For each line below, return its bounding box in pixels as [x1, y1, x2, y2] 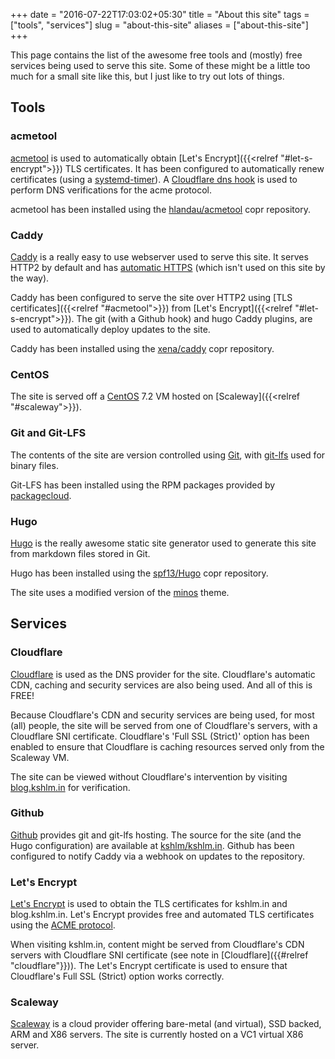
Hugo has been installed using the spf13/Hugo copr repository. [10, 567, 269, 579]
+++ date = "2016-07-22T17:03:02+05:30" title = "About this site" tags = [10, 9, 310, 20]
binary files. [10, 459, 59, 471]
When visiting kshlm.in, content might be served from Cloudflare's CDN [10, 939, 305, 951]
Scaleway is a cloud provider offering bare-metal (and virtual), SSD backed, [10, 1018, 322, 1030]
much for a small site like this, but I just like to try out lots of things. [10, 70, 285, 82]
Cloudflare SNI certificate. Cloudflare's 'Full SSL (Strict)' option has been [10, 730, 310, 742]
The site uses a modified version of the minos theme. [10, 586, 230, 598]
